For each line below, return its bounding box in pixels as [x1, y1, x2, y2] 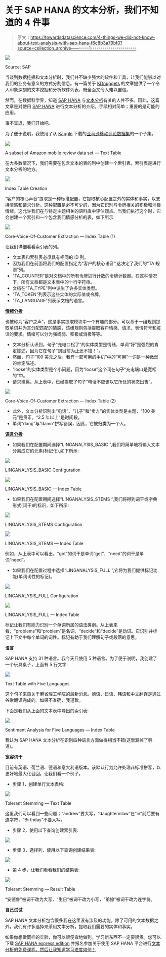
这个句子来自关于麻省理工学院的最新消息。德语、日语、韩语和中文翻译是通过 [5, 691, 161, 697]
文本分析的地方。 [5, 166, 40, 172]
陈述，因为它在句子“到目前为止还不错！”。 [16, 347, 103, 353]
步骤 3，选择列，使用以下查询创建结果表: [12, 847, 96, 853]
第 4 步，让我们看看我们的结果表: [12, 867, 80, 873]
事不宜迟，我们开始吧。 [5, 120, 53, 126]
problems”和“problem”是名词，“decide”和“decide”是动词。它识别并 [15, 628, 153, 634]
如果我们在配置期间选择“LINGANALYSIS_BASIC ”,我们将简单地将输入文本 [12, 442, 160, 448]
